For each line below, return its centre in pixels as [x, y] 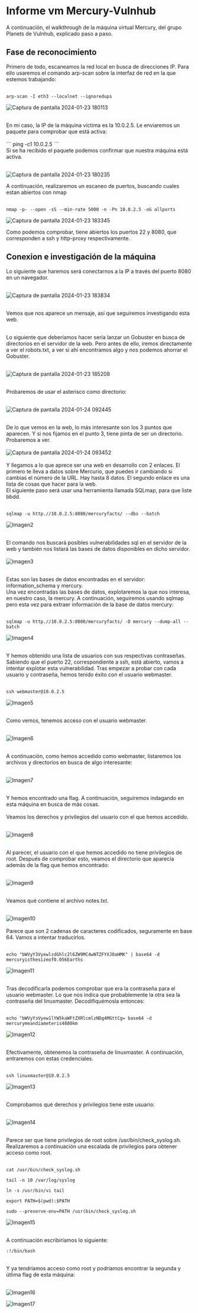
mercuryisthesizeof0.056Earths [45, 960]
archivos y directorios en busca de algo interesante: [69, 762]
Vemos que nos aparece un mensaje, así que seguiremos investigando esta [98, 313]
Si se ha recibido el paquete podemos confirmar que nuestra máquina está [97, 150]
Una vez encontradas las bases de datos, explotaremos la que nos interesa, [98, 592]
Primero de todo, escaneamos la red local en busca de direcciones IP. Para [98, 66]
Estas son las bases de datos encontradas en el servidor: [76, 579]
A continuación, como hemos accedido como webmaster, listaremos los [94, 756]
